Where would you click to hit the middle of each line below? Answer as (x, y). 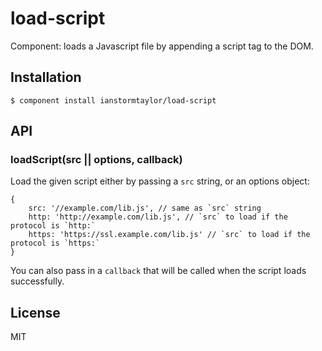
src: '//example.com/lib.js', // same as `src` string (145, 208)
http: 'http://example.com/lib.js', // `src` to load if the (158, 217)
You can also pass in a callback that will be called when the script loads (158, 271)
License (35, 312)
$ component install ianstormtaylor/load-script (113, 100)
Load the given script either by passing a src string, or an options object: (160, 181)
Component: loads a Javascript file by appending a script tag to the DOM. (162, 46)
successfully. (37, 281)
